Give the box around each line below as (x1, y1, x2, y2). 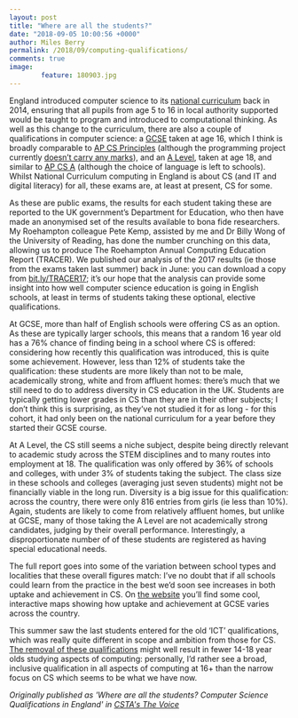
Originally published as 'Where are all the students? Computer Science (9, 690, 269, 700)
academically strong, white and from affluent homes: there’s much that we (9, 375, 281, 386)
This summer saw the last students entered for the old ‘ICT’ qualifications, (9, 625, 279, 635)
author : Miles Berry (9, 37, 86, 47)
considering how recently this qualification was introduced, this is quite (9, 347, 270, 357)
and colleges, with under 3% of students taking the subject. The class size (9, 467, 282, 478)
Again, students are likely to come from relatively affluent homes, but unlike (9, 506, 286, 516)
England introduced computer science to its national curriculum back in (9, 95, 271, 106)
